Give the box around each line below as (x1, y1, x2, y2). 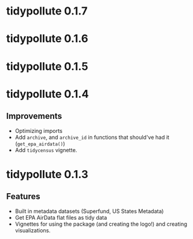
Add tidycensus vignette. (14, 146, 77, 153)
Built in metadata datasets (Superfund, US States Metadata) (14, 207, 164, 215)
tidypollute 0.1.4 (6, 87, 89, 101)
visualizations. (14, 226, 51, 234)
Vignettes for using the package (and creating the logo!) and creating (14, 220, 188, 228)
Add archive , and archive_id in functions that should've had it (14, 133, 170, 141)
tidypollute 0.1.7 (6, 4, 88, 18)
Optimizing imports (14, 127, 63, 134)
